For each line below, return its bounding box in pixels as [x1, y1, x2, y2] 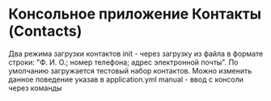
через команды [8, 82, 62, 93]
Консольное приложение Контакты [8, 5, 261, 23]
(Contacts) [8, 22, 83, 40]
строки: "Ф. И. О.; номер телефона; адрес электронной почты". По [8, 57, 239, 67]
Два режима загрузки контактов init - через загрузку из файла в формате [8, 48, 264, 58]
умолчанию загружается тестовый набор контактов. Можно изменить [8, 65, 252, 75]
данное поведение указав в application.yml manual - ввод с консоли [8, 74, 244, 84]
